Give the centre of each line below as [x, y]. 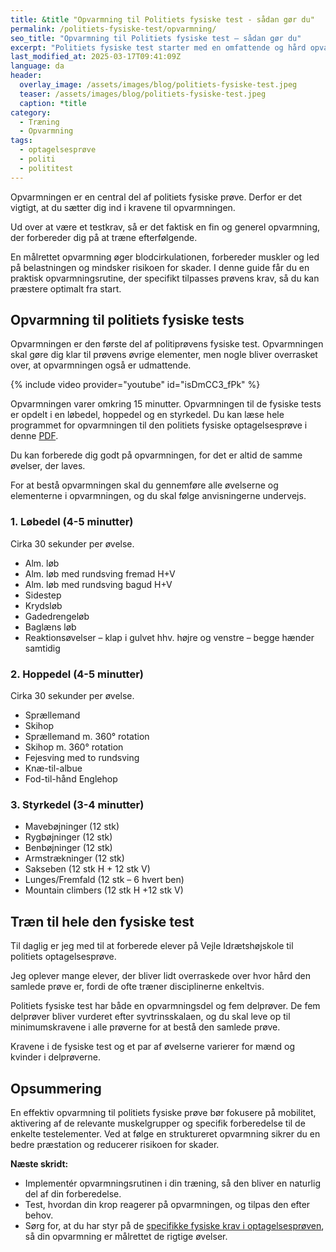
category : [31, 112]
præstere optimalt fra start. [66, 288]
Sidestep [43, 595]
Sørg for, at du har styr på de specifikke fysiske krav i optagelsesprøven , [174, 1225]
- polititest [46, 168]
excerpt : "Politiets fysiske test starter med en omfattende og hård [158, 47]
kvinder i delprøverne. [56, 1057]
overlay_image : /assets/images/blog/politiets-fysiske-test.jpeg [158, 85]
